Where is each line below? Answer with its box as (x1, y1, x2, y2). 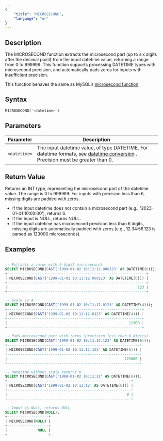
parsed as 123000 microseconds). (12, 231, 81, 237)
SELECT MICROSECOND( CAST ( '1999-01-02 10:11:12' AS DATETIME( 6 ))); (5, 374, 142, 379)
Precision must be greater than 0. (37, 156, 113, 163)
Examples (5, 245, 35, 253)
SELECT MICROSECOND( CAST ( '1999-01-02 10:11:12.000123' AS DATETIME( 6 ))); (5, 267, 158, 272)
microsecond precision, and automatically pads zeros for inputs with (5, 67, 142, 73)
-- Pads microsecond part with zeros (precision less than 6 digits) (5, 334, 149, 339)
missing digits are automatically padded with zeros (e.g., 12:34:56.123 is (12, 226, 156, 232)
